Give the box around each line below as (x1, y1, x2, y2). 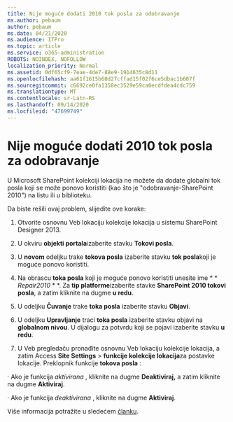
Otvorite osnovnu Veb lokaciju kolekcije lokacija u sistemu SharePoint (17, 218, 218, 226)
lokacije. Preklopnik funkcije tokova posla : (17, 358, 142, 367)
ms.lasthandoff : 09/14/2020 (7, 101, 90, 108)
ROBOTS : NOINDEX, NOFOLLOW (7, 56, 86, 63)
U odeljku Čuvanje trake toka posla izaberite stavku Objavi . (17, 302, 190, 310)
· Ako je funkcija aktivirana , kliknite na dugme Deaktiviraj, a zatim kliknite (7, 372, 220, 381)
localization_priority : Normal (7, 62, 99, 69)
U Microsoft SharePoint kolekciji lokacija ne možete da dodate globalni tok (7, 176, 221, 184)
